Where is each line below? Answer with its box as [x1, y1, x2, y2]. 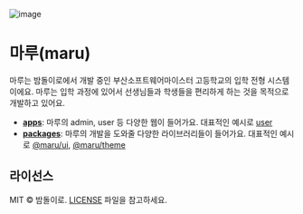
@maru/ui [32, 139, 70, 150]
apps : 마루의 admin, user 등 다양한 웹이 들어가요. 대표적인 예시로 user [22, 116, 273, 127]
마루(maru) [9, 44, 91, 63]
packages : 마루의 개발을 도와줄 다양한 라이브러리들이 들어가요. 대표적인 [22, 128, 278, 139]
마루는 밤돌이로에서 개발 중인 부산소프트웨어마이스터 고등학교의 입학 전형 [9, 74, 266, 85]
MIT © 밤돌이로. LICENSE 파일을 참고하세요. [9, 194, 167, 205]
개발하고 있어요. [9, 97, 66, 108]
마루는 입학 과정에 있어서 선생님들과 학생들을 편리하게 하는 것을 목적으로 [35, 86, 289, 97]
